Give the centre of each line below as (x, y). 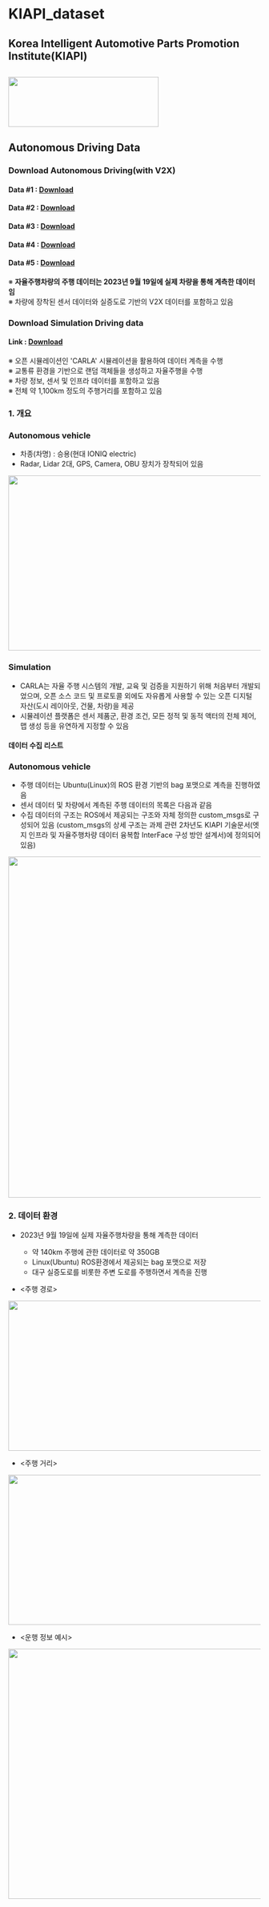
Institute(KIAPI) (48, 56)
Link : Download (36, 342)
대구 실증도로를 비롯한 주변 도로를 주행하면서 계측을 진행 (120, 1272)
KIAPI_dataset (56, 14)
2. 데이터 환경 (33, 1216)
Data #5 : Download (42, 263)
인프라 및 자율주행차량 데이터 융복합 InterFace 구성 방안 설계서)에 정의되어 (145, 835)
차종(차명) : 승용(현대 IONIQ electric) (78, 454)
